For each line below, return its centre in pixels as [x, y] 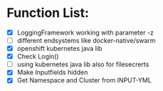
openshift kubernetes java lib [59, 49]
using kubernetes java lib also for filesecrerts [83, 64]
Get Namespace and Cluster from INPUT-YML [84, 80]
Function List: [48, 13]
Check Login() [38, 56]
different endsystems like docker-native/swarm [86, 41]
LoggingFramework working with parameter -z [85, 32]
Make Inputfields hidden [52, 73]
